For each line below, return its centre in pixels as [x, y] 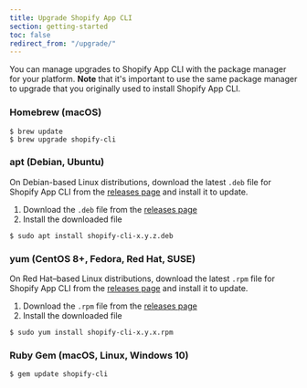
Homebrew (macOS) [56, 112]
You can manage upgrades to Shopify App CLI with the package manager [148, 69]
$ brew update [37, 131]
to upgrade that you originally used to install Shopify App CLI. [125, 89]
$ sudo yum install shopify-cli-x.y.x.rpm [91, 333]
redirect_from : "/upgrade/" [63, 43]
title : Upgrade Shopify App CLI [71, 18]
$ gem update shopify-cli [58, 374]
